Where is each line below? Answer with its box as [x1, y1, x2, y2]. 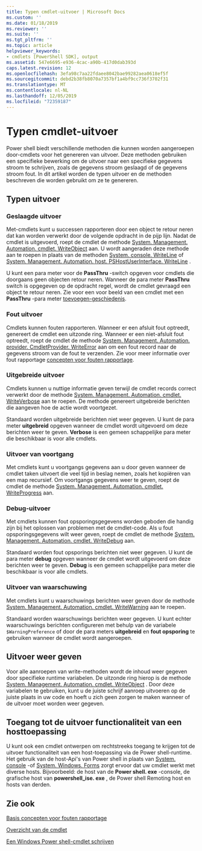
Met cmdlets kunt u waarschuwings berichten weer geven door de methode [6, 596, 195, 604]
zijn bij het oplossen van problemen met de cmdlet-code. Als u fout [6, 524, 173, 531]
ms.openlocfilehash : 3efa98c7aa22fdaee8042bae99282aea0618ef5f [6, 71, 169, 77]
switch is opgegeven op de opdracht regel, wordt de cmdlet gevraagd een [6, 282, 191, 289]
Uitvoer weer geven [6, 652, 82, 662]
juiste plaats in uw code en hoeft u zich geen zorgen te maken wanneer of [6, 693, 191, 700]
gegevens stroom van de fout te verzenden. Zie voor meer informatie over [6, 349, 190, 356]
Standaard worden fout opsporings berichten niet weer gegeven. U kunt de [6, 549, 193, 556]
